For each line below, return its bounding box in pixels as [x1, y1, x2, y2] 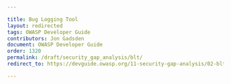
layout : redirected [7, 22, 63, 29]
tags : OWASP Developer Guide [7, 29, 91, 36]
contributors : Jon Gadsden [7, 35, 85, 42]
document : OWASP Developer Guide [7, 42, 103, 48]
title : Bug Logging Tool [7, 16, 78, 23]
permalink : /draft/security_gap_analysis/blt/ [7, 54, 143, 61]
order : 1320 [7, 48, 41, 55]
